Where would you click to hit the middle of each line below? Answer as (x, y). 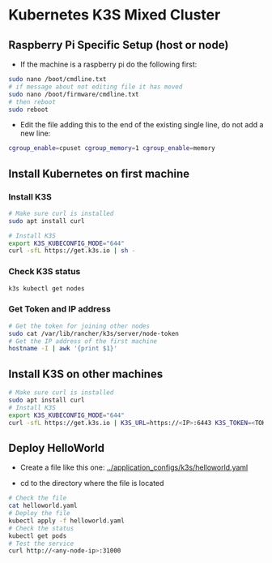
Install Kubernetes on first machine (99, 173)
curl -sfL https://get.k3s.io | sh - (72, 251)
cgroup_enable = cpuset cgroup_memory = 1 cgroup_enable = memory (112, 148)
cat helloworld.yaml (43, 506)
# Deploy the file (39, 514)
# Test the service (41, 544)
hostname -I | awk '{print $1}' (63, 349)
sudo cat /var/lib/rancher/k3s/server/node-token (94, 333)
